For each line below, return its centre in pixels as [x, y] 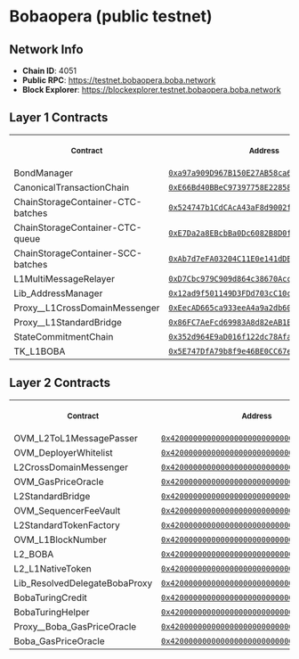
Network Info [46, 49]
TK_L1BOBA [40, 351]
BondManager [44, 173]
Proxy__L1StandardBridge [68, 322]
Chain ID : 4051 [49, 70]
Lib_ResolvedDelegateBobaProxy [83, 583]
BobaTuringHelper [52, 612]
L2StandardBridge [52, 496]
